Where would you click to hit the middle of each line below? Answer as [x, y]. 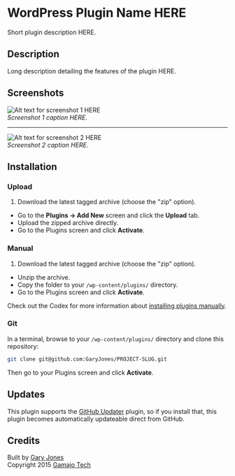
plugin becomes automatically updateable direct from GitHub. [96, 419]
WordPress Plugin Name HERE [97, 13]
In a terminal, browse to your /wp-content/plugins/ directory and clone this [115, 339]
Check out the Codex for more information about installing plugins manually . [117, 305]
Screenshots [36, 93]
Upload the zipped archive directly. [68, 223]
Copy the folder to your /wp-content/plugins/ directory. [98, 284]
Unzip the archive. [44, 277]
